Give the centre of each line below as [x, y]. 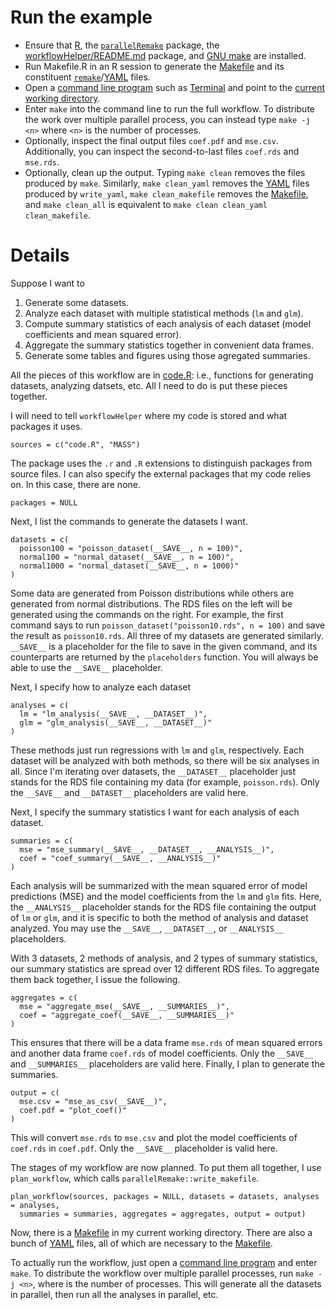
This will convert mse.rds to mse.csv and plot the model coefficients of [154, 1137]
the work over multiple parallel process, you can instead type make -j [167, 119]
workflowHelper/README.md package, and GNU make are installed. [165, 55]
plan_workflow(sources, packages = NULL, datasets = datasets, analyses [165, 1196]
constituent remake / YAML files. [87, 77]
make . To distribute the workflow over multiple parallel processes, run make [162, 1273]
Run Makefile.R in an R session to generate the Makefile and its [154, 66]
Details [40, 255]
